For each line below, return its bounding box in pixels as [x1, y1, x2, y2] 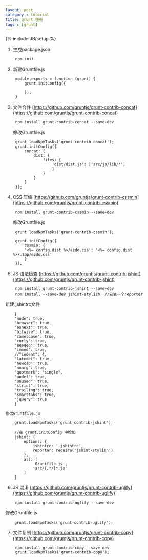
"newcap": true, [14, 361, 50, 366]
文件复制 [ [12, 530, 34, 536]
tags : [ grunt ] [5, 22, 38, 27]
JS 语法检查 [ [12, 271, 41, 277]
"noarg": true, [14, 365, 47, 370]
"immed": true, [14, 347, 47, 352]
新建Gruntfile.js [12, 66, 45, 72]
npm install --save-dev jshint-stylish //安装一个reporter [15, 292, 143, 297]
